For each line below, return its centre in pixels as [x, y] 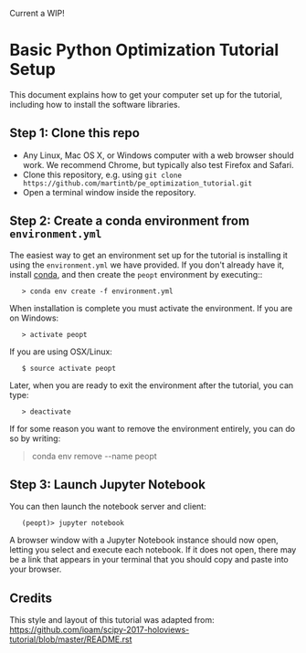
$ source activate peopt [69, 368]
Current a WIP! [37, 13]
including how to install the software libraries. [95, 104]
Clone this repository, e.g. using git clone [102, 174]
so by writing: [35, 438]
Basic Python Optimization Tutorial [144, 50]
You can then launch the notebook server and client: [108, 507]
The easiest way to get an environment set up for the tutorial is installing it [148, 255]
